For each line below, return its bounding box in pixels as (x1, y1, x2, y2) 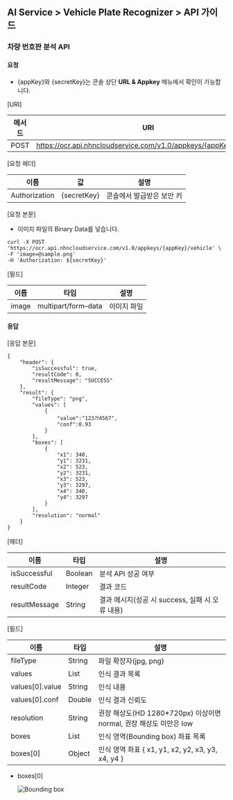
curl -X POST (7, 238, 45, 245)
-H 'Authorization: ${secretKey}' (7, 256, 107, 264)
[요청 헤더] (7, 159, 36, 167)
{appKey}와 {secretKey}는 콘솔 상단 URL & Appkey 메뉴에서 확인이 (17, 77, 203, 85)
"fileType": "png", (32, 395, 89, 402)
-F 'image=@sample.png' (7, 251, 76, 258)
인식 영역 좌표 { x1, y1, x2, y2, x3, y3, (98, 744, 218, 754)
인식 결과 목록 (98, 669, 141, 678)
